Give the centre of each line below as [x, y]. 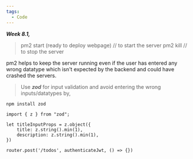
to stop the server [42, 51]
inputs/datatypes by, [45, 93]
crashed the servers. [31, 75]
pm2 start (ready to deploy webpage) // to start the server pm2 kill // [104, 45]
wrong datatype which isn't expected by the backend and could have [90, 69]
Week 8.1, [18, 34]
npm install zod [26, 104]
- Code [19, 17]
